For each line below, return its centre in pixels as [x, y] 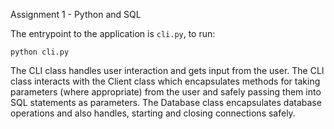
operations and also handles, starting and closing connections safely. [153, 113]
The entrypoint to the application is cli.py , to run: [113, 33]
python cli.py [40, 52]
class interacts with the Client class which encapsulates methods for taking [165, 81]
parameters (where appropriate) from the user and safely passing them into [166, 92]
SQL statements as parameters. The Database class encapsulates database [166, 102]
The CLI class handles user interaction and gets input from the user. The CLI [167, 70]
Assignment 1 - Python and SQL [76, 14]
